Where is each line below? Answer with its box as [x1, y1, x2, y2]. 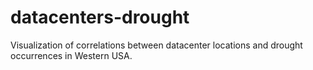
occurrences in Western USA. [10, 49, 133, 61]
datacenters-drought [10, 6, 190, 29]
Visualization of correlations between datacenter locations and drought [10, 39, 303, 51]
